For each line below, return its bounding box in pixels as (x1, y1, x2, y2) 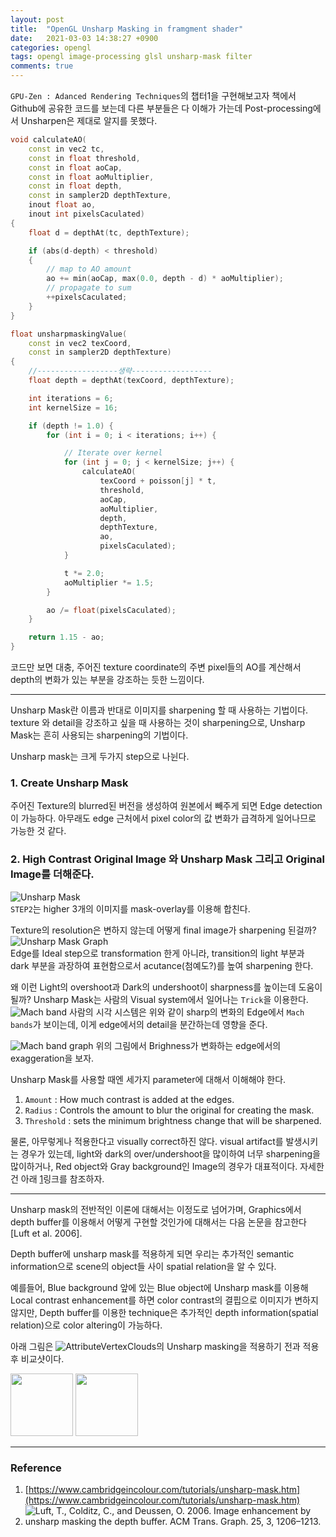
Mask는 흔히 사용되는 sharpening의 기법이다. (10, 729, 189, 741)
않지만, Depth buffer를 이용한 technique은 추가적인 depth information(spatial (10, 1306, 319, 1318)
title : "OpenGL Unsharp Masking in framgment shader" (10, 24, 244, 34)
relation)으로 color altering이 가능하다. (10, 1319, 163, 1331)
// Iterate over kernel (63, 448, 163, 458)
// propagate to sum (46, 283, 132, 293)
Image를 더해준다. (10, 867, 95, 881)
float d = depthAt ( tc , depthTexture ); (28, 227, 190, 238)
